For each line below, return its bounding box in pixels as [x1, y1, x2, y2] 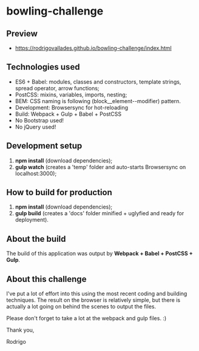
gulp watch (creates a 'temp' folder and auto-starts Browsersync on [15, 163, 186, 170]
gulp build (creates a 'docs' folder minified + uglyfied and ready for [15, 210, 184, 217]
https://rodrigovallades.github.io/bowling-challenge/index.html [15, 44, 172, 52]
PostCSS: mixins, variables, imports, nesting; [15, 91, 127, 98]
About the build [6, 233, 66, 244]
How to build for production [6, 187, 112, 198]
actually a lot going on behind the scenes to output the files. [6, 303, 157, 310]
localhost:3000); [15, 170, 57, 177]
